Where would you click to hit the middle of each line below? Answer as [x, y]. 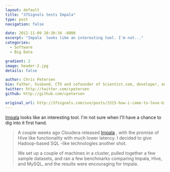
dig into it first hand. [26, 122]
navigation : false [25, 24]
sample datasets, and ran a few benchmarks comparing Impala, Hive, [90, 158]
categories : [18, 43]
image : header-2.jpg [27, 66]
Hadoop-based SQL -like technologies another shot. [72, 143]
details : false [21, 71]
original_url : [20, 103]
